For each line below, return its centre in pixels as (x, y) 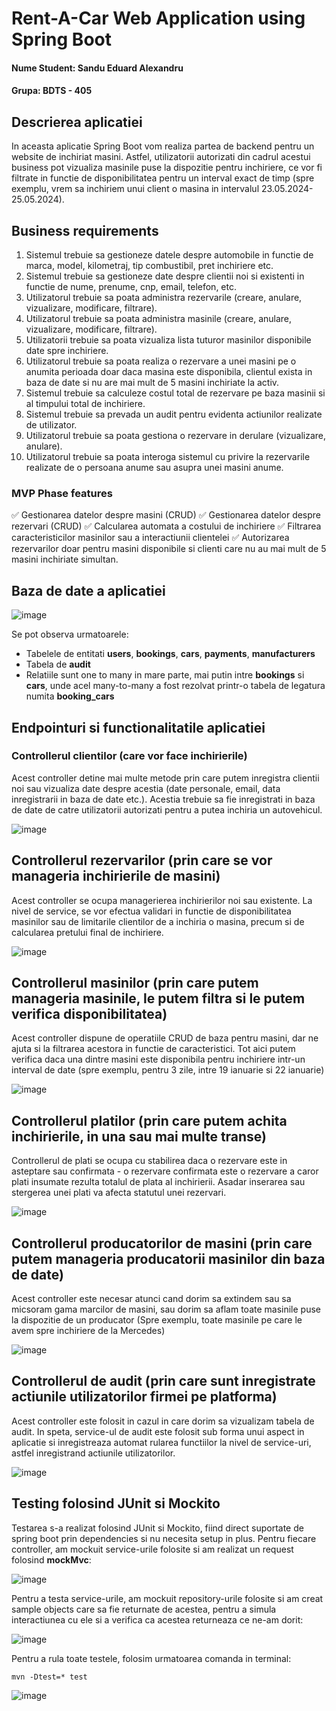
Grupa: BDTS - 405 (52, 91)
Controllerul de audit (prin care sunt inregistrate (163, 1381)
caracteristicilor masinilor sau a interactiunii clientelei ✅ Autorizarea (150, 538)
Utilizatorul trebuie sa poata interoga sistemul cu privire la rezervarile (168, 456)
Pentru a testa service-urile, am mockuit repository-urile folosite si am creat (167, 1598)
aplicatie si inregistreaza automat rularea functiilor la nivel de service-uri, (161, 1442)
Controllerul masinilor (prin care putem (135, 983)
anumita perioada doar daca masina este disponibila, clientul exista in (169, 371)
